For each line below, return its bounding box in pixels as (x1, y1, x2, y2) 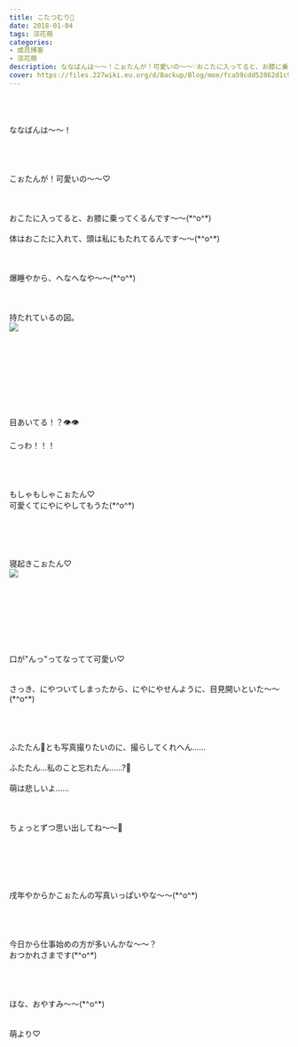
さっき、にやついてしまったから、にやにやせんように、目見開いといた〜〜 (9, 683, 280, 694)
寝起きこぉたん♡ (9, 558, 73, 569)
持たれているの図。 (9, 311, 80, 322)
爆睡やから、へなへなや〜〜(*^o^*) (9, 272, 136, 283)
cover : (9, 71, 34, 80)
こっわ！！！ (9, 440, 56, 451)
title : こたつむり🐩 (9, 12, 74, 22)
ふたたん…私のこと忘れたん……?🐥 (9, 762, 131, 773)
